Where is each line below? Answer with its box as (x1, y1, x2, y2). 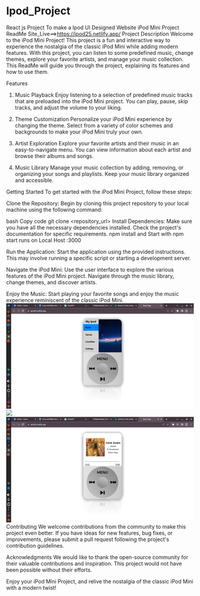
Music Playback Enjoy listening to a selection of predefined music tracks (14, 91, 193, 98)
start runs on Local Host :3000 (6, 237, 82, 244)
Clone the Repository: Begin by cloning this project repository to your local (6, 200, 189, 207)
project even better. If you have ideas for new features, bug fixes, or (6, 529, 173, 536)
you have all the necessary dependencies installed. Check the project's (6, 223, 182, 231)
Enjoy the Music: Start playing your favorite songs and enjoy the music (6, 290, 179, 297)
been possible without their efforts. (6, 566, 92, 573)
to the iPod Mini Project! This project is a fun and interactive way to (6, 36, 171, 44)
